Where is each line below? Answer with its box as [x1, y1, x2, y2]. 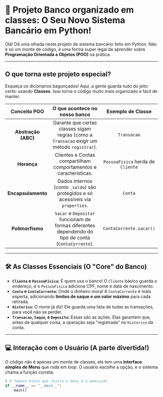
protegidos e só [57, 190, 93, 197]
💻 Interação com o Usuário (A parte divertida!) [5, 343, 149, 352]
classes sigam [59, 125, 91, 132]
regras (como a [57, 131, 93, 138]
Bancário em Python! [5, 25, 92, 36]
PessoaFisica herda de [103, 158, 155, 165]
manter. [5, 93, 20, 99]
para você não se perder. [12, 309, 63, 315]
